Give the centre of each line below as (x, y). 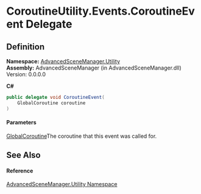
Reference (20, 171)
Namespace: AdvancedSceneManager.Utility (63, 61)
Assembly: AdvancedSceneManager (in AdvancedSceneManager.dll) (94, 68)
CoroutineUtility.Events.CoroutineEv (100, 11)
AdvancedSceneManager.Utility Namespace (62, 184)
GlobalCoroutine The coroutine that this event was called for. (82, 136)
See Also (23, 155)
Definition (25, 47)
